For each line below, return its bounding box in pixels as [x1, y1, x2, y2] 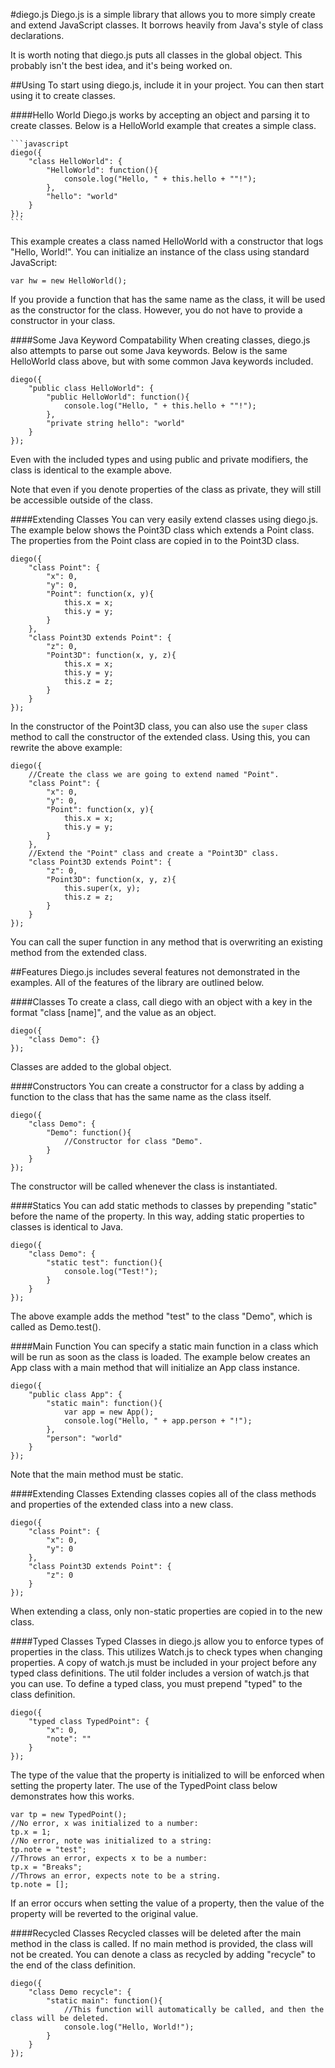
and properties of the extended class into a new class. [10, 1499, 234, 1510]
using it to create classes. [10, 90, 116, 101]
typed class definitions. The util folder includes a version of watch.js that [10, 1667, 310, 1679]
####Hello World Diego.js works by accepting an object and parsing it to [10, 109, 310, 121]
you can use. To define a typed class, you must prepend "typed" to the [10, 1678, 303, 1689]
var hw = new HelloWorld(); [10, 276, 128, 286]
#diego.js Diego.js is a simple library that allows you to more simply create [10, 9, 316, 20]
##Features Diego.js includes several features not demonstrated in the [10, 966, 301, 978]
